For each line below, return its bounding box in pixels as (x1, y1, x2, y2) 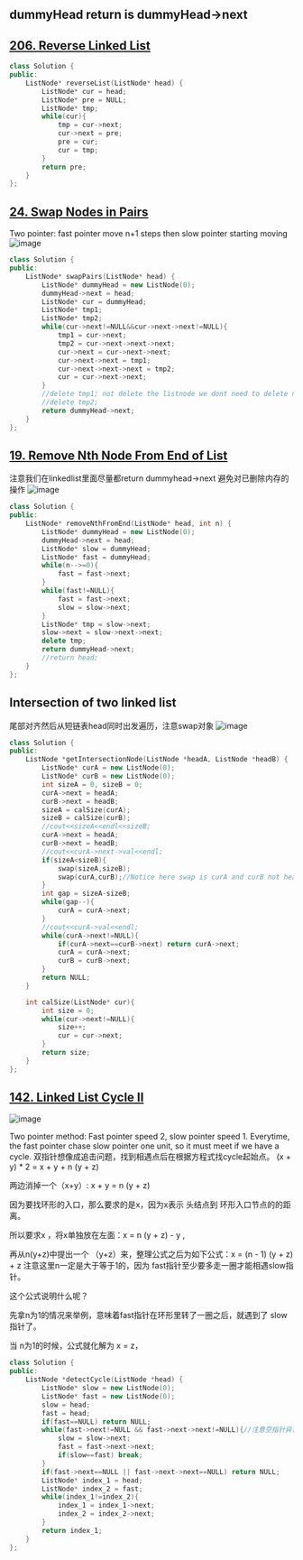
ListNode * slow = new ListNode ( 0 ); (41, 1384, 176, 1393)
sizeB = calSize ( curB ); (41, 814, 131, 823)
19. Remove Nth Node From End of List (9, 448, 228, 463)
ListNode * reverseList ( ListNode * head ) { (25, 78, 183, 88)
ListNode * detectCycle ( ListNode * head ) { (25, 1375, 183, 1384)
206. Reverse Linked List (9, 38, 151, 53)
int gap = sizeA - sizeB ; (41, 889, 131, 899)
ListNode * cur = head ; (41, 87, 127, 96)
